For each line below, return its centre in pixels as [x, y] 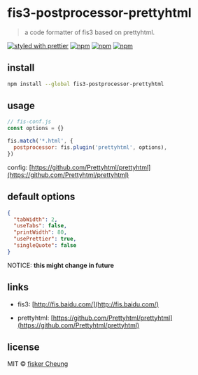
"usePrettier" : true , [45, 239]
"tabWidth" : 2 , [36, 219]
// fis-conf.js [29, 122]
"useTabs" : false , [41, 226]
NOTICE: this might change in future [61, 265]
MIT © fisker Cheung [38, 364]
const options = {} [36, 128]
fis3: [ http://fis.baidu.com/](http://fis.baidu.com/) [88, 304]
